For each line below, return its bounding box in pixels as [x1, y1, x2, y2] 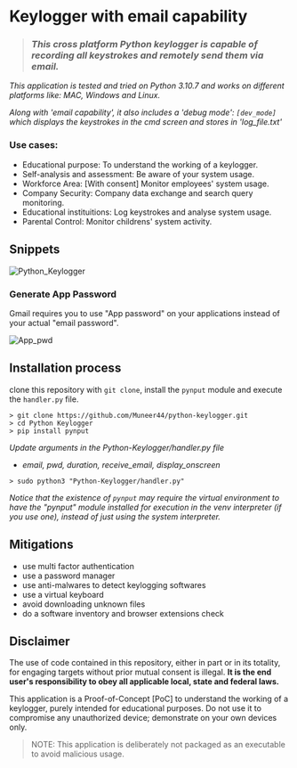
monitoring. [21, 197, 65, 208]
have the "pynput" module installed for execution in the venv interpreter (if [9, 502, 282, 512]
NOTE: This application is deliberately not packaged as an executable [30, 739, 286, 750]
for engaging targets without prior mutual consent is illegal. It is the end [9, 666, 272, 678]
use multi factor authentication [21, 560, 135, 571]
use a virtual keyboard [21, 589, 104, 600]
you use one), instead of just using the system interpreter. [9, 511, 221, 522]
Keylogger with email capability [9, 6, 248, 27]
